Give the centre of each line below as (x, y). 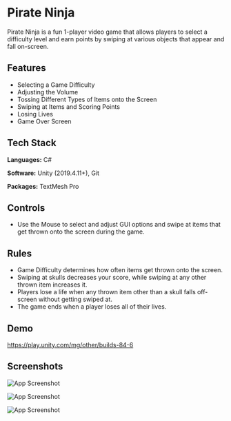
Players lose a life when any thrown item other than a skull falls (107, 292)
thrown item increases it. (52, 285)
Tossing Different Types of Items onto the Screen (87, 99)
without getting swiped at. (75, 299)
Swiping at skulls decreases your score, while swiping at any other (112, 278)
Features (27, 68)
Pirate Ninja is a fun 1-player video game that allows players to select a (108, 32)
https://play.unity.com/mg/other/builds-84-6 (70, 345)
